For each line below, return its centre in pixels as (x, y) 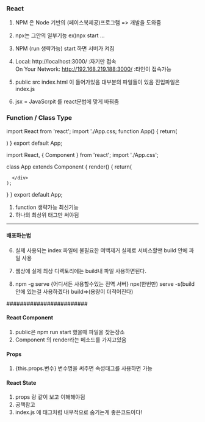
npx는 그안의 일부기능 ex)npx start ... (60, 35)
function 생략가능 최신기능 (47, 207)
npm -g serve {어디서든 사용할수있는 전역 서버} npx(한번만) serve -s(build (105, 284)
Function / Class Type (39, 118)
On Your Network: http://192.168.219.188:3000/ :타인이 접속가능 (93, 69)
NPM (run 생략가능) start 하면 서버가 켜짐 (65, 49)
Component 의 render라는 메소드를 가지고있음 (71, 340)
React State (21, 382)
